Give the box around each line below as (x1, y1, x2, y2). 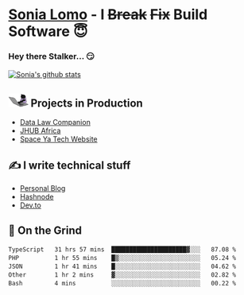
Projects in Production (30, 96, 143, 110)
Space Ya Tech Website (19, 134, 98, 144)
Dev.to (19, 200, 41, 210)
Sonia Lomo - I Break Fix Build (8, 6, 208, 24)
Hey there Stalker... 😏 (8, 51, 95, 62)
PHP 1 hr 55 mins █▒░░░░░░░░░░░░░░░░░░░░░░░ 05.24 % (8, 254, 237, 262)
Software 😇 (8, 22, 88, 41)
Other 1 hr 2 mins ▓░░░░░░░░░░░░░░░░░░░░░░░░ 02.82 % (8, 270, 237, 279)
